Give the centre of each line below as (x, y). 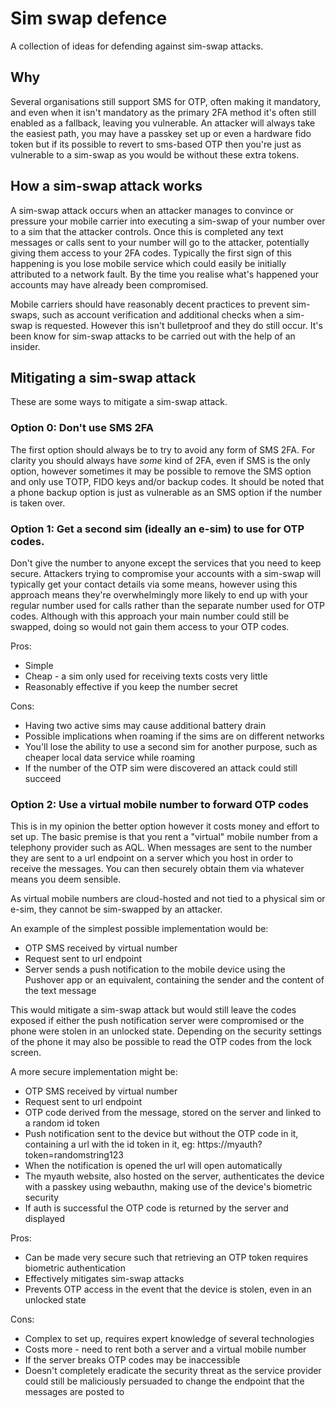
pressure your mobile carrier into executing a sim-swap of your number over (168, 221)
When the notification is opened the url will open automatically (153, 1166)
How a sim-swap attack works (106, 186)
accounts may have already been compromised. (109, 284)
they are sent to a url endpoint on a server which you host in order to (152, 858)
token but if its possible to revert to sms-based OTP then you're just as (156, 144)
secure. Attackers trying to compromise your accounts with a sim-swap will (166, 573)
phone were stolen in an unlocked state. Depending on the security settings (166, 1031)
